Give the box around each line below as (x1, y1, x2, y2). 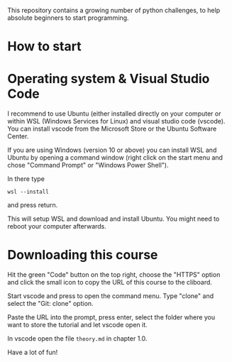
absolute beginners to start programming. (7, 13, 129, 22)
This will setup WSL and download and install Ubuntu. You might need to (7, 214, 220, 223)
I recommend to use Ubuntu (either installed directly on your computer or (7, 109, 221, 118)
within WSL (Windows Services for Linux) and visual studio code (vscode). (7, 117, 226, 126)
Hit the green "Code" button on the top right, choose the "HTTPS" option (7, 270, 221, 279)
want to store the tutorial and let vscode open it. (7, 321, 148, 329)
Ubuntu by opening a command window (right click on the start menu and (7, 153, 223, 162)
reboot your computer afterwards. (7, 222, 106, 231)
